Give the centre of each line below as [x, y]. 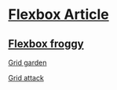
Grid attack [26, 78]
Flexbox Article [58, 15]
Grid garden [27, 62]
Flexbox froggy [46, 44]
